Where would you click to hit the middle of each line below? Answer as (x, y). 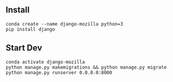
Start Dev (24, 48)
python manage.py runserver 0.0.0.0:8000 (59, 72)
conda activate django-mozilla (45, 62)
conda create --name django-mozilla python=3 (64, 24)
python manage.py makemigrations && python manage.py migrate (86, 67)
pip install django (30, 29)
